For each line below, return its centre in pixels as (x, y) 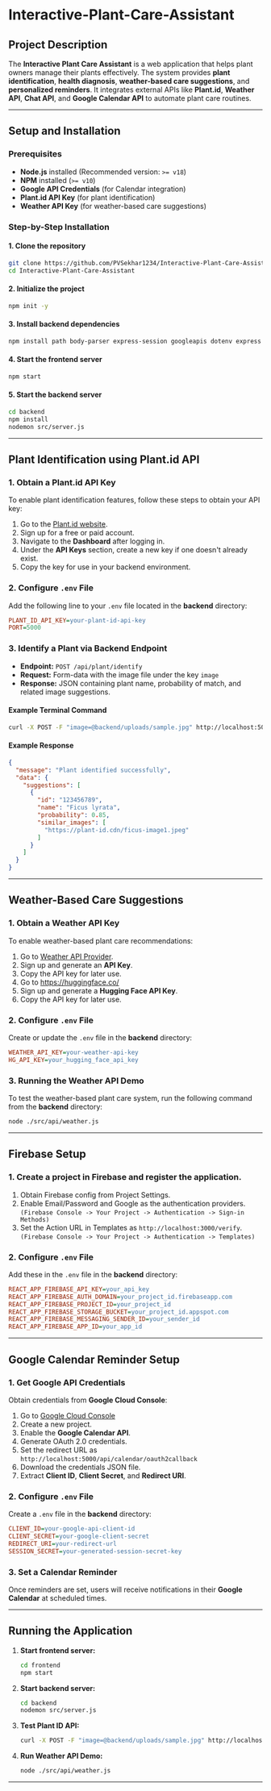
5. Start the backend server (55, 395)
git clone (25, 263)
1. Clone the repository (47, 246)
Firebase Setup (47, 1154)
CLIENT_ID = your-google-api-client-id (72, 1529)
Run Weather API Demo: (61, 1756)
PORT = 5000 (25, 628)
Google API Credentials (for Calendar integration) (103, 189)
